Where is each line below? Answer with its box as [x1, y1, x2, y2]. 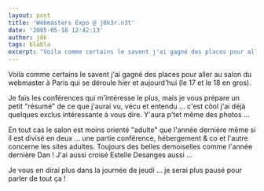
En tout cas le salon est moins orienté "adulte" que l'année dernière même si [8, 125, 256, 134]
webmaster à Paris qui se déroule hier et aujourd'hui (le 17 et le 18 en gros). [8, 78, 251, 87]
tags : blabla [8, 41, 51, 49]
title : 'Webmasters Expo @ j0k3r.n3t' [8, 19, 135, 27]
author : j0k [8, 33, 47, 42]
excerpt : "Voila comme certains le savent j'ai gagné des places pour [8, 48, 244, 56]
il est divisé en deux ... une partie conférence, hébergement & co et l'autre [8, 134, 249, 142]
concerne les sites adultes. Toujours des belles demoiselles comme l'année [8, 142, 253, 151]
